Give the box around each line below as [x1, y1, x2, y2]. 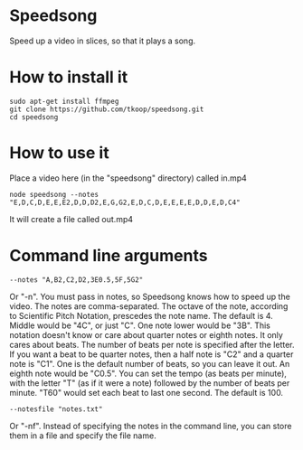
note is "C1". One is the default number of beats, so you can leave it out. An [9, 358, 290, 369]
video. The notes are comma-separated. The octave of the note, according [9, 300, 289, 312]
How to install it [9, 67, 128, 88]
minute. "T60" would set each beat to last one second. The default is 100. [9, 387, 283, 398]
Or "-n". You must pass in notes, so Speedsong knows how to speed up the [9, 291, 291, 302]
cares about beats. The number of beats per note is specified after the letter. [9, 339, 295, 350]
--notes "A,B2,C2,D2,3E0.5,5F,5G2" [9, 275, 144, 285]
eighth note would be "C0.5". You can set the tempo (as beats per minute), [9, 368, 288, 379]
